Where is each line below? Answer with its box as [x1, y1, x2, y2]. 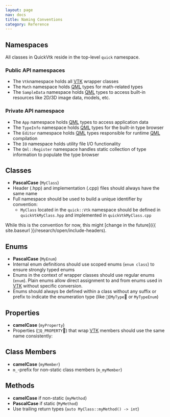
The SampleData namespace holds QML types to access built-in [12, 89, 146, 95]
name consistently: [12, 333, 53, 339]
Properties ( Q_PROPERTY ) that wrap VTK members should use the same [12, 327, 165, 334]
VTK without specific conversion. [12, 283, 83, 289]
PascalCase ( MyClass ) [12, 179, 59, 186]
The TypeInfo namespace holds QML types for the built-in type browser [12, 124, 164, 131]
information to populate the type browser [12, 151, 100, 158]
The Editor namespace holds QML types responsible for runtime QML [12, 129, 161, 136]
